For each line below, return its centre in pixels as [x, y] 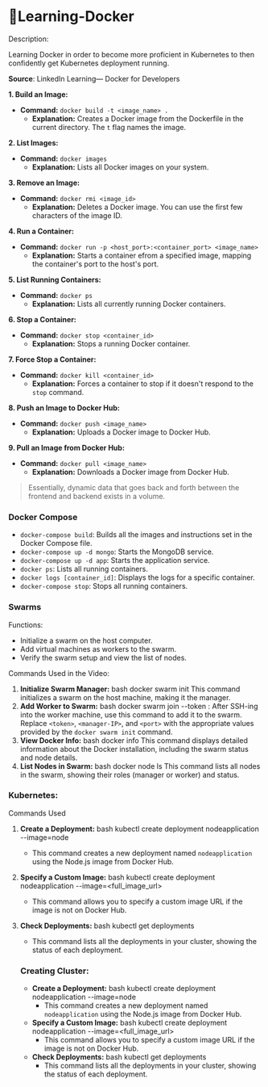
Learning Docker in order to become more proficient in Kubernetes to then [132, 54]
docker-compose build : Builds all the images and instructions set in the [136, 535]
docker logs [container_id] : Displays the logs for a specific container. [137, 577]
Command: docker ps [56, 295]
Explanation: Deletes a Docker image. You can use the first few [137, 207]
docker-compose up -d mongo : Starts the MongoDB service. [117, 552]
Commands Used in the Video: [59, 673]
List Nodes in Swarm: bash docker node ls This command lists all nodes [140, 766]
